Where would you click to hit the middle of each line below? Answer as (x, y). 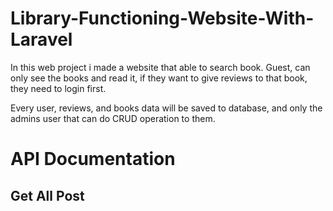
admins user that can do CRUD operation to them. (113, 118)
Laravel (41, 39)
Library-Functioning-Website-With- (162, 18)
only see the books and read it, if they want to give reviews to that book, (159, 78)
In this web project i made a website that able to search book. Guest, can (160, 67)
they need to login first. (58, 88)
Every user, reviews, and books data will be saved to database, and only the (166, 108)
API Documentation (93, 159)
